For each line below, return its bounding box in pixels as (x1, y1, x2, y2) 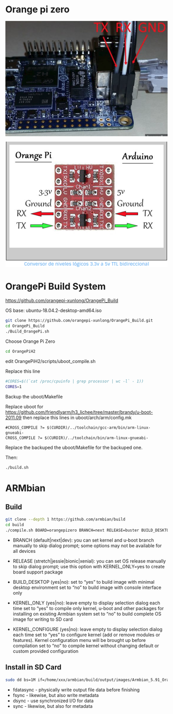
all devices (12, 548, 36, 554)
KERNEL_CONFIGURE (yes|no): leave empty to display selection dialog (12, 626, 163, 632)
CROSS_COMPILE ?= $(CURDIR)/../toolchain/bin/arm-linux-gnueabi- (5, 435, 148, 441)
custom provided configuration (12, 648, 79, 654)
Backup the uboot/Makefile (5, 393, 63, 399)
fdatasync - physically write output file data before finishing (12, 686, 140, 693)
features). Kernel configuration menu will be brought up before (12, 637, 146, 643)
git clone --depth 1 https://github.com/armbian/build (5, 517, 126, 522)
